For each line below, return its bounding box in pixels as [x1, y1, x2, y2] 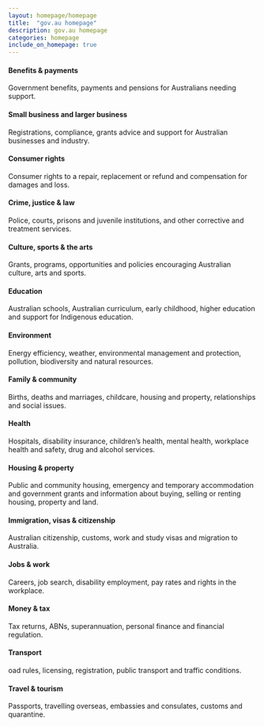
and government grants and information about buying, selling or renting [8, 489, 241, 499]
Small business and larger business [8, 109, 128, 119]
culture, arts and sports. [8, 268, 87, 278]
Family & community [8, 375, 77, 384]
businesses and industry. [8, 135, 90, 145]
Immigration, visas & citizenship [8, 516, 116, 525]
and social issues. [8, 401, 67, 410]
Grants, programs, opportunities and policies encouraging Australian [8, 260, 232, 269]
